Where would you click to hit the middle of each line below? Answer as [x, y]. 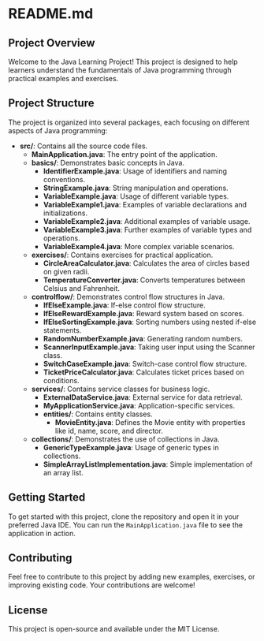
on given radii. [66, 271]
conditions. [61, 380]
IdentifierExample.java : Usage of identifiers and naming [135, 171]
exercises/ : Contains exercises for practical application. [122, 255]
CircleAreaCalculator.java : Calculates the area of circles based [146, 263]
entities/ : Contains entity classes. [98, 414]
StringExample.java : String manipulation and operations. [136, 188]
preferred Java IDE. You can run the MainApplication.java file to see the [126, 524]
